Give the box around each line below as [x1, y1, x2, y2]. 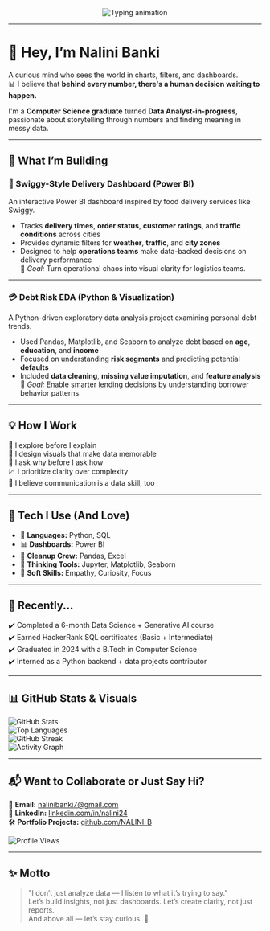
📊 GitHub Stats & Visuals [8, 691, 137, 705]
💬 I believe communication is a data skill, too [8, 478, 155, 487]
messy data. [8, 123, 49, 133]
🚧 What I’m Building [8, 154, 108, 168]
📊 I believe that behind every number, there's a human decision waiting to [8, 79, 260, 88]
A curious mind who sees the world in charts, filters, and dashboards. [8, 70, 239, 80]
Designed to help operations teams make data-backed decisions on [19, 246, 247, 256]
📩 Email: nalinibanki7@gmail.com [8, 799, 119, 809]
